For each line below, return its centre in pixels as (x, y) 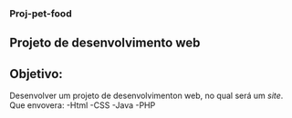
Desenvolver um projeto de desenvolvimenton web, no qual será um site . (146, 96)
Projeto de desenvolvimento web (105, 43)
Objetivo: (36, 74)
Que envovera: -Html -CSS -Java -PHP (83, 105)
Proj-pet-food (41, 14)
